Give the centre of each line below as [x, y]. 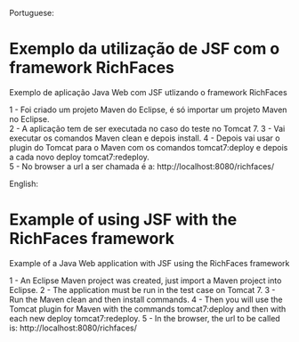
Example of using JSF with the [123, 220]
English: [24, 183]
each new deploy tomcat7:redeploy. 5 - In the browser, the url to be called [145, 318]
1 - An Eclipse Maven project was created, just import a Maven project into [145, 281]
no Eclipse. [29, 118]
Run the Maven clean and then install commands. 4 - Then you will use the [146, 299]
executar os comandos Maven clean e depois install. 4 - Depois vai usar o [145, 138]
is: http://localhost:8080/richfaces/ [73, 328]
